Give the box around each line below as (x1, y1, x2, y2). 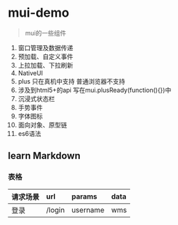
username (71, 205, 105, 215)
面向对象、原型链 (17, 121, 67, 129)
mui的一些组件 (24, 29, 67, 37)
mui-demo (8, 5, 70, 21)
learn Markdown (8, 150, 81, 162)
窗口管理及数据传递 (17, 43, 74, 52)
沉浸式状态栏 (17, 94, 55, 102)
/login (46, 205, 65, 215)
